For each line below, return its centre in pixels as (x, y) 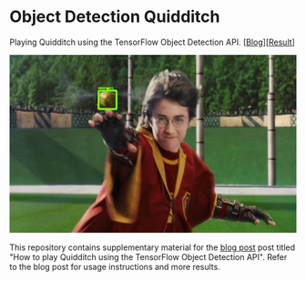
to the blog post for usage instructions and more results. (115, 266)
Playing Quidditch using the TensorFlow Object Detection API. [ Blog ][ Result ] (153, 42)
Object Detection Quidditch (115, 17)
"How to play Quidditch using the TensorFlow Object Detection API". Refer (148, 256)
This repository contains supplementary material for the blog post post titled (153, 247)
